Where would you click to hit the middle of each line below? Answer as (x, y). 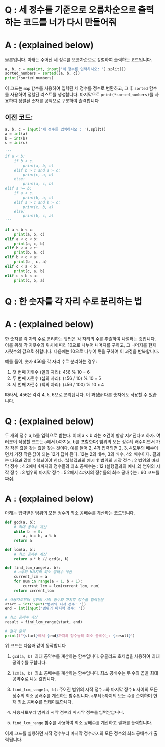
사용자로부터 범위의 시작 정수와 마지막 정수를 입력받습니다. (68, 712)
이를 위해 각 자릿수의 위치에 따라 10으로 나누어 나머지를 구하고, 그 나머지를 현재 (81, 345)
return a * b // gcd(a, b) (42, 559)
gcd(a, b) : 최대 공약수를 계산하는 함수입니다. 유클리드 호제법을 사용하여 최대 (86, 656)
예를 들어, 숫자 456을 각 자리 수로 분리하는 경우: (51, 361)
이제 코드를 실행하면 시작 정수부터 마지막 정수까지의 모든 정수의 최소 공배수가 (79, 733)
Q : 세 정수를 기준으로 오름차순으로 (71, 10)
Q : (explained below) (49, 421)
